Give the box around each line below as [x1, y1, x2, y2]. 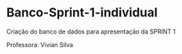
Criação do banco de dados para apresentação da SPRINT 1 [6, 27, 176, 36]
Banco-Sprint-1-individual [6, 5, 158, 21]
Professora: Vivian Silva [6, 40, 73, 49]
